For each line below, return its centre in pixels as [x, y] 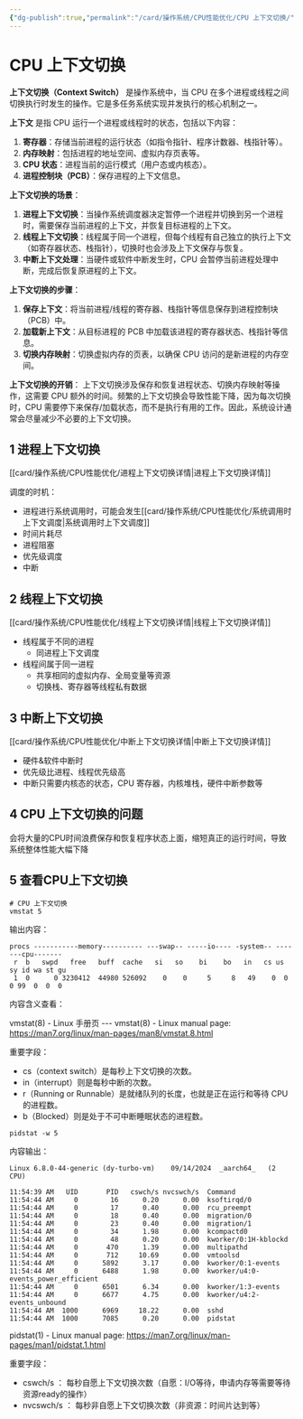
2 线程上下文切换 [56, 598]
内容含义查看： [37, 1004]
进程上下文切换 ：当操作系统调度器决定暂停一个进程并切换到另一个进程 [153, 214]
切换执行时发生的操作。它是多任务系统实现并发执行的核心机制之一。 [136, 103]
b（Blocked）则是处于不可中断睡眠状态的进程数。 [115, 1116]
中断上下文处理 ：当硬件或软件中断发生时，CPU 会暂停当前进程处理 [147, 259]
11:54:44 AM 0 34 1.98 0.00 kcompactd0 [129, 1231]
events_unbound [38, 1302]
